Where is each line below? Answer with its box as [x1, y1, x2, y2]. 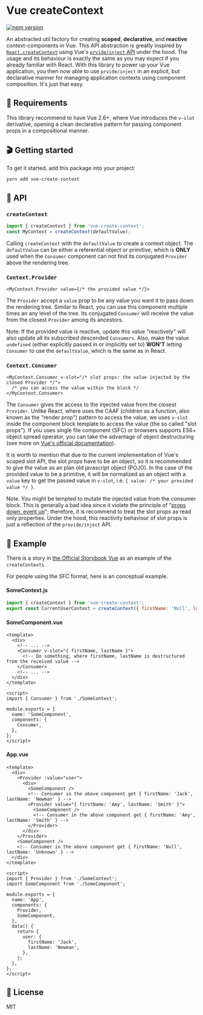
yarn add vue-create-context [6, 176, 80, 182]
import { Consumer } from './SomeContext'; [6, 695, 118, 702]
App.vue [6, 751, 29, 758]
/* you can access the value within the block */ [11, 385, 139, 391]
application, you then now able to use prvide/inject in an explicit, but [6, 67, 180, 74]
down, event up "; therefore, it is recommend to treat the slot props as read [6, 508, 192, 515]
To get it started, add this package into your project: [6, 164, 136, 171]
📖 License [6, 987, 44, 997]
